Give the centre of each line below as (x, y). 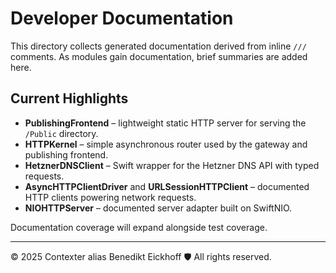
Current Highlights (69, 98)
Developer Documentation (122, 18)
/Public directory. (61, 133)
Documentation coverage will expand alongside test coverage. (139, 227)
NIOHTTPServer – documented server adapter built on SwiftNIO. (158, 208)
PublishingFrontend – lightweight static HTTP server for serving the (165, 123)
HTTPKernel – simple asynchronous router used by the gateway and (166, 144)
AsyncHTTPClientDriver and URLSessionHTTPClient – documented (167, 186)
